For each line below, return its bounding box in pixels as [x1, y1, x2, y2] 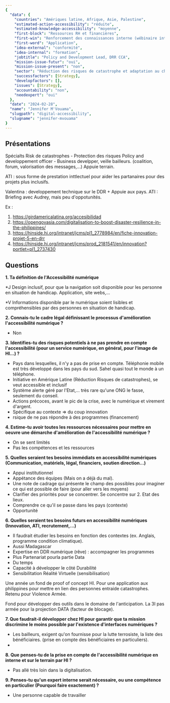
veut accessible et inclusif [12, 382, 67, 388]
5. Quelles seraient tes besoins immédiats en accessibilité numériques [5, 455, 157, 461]
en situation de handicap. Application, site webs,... [5, 290, 110, 296]
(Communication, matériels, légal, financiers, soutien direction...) [5, 460, 146, 466]
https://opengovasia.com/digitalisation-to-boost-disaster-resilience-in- [12, 219, 161, 225]
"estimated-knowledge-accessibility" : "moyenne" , [14, 26, 121, 31]
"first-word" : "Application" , [14, 41, 78, 46]
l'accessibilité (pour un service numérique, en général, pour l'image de [5, 345, 158, 351]
